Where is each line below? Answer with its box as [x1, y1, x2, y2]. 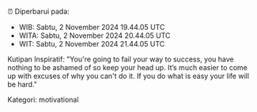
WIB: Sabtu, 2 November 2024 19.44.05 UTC [18, 23, 165, 32]
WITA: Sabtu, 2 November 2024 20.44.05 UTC [18, 31, 171, 40]
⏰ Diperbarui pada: [7, 7, 70, 16]
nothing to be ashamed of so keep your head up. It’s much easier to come [7, 63, 248, 72]
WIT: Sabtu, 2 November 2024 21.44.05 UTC [18, 39, 165, 48]
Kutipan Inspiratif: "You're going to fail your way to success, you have [7, 54, 234, 64]
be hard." [7, 80, 37, 89]
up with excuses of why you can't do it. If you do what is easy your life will [7, 71, 250, 80]
